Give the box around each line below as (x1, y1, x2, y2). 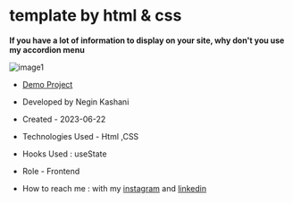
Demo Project (21, 79, 73, 89)
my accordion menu (9, 44, 85, 55)
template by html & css (9, 5, 182, 26)
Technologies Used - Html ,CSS (21, 131, 139, 141)
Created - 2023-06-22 (21, 114, 106, 124)
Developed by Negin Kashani (21, 96, 130, 107)
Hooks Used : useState (21, 148, 107, 159)
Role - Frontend (21, 165, 80, 176)
